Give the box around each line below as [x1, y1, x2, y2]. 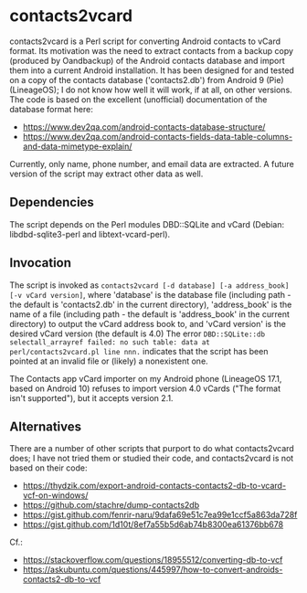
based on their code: [9, 462, 89, 473]
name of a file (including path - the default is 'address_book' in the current [9, 308, 291, 320]
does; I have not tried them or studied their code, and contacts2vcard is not [9, 453, 294, 464]
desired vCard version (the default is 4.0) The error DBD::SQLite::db [9, 328, 266, 339]
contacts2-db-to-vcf [22, 574, 101, 585]
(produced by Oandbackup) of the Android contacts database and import [9, 55, 285, 66]
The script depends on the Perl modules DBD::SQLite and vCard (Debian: [9, 218, 285, 229]
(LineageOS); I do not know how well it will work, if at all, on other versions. [9, 84, 292, 95]
